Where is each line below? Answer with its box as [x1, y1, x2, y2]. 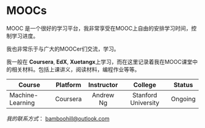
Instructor [88, 80, 118, 89]
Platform [56, 80, 81, 89]
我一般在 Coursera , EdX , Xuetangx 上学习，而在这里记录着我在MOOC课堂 [6, 58, 193, 65]
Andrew [92, 91, 115, 99]
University [130, 98, 160, 107]
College [133, 80, 157, 89]
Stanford [132, 91, 157, 99]
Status [173, 80, 193, 89]
